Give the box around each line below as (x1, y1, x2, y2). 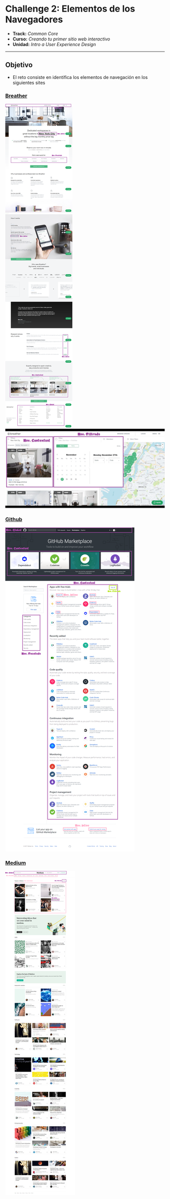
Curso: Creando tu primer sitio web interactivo (12, 36, 110, 42)
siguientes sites (12, 79, 46, 86)
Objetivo (5, 61, 33, 69)
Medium (5, 859, 26, 866)
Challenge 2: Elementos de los (5, 3, 136, 15)
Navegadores (5, 14, 63, 25)
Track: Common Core (12, 30, 58, 36)
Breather (5, 92, 28, 99)
